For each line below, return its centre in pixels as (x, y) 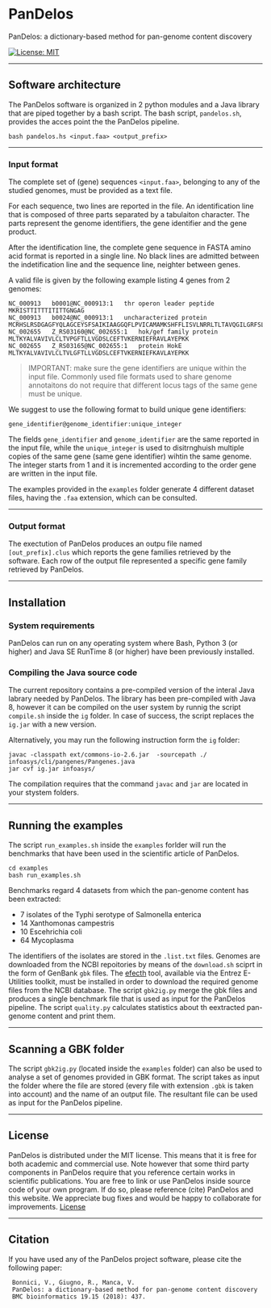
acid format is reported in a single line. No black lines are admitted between (134, 256)
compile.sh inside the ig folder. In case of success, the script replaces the (131, 716)
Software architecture (65, 85)
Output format (37, 526)
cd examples (28, 869)
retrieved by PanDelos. (46, 569)
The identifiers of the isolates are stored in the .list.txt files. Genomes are (134, 956)
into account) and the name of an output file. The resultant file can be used (133, 1094)
